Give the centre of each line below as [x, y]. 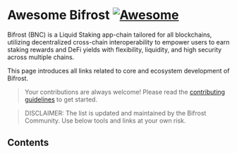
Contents [28, 143]
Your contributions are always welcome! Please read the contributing [125, 92]
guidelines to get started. [61, 99]
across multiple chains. [41, 57]
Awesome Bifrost [59, 15]
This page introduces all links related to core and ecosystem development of [119, 71]
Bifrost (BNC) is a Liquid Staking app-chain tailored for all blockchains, [110, 35]
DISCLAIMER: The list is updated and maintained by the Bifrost [115, 113]
